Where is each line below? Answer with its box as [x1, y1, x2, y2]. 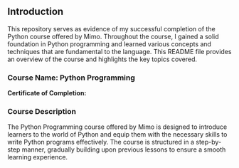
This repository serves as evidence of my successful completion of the [7, 24, 216, 33]
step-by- [195, 138, 222, 147]
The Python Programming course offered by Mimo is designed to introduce [7, 122, 228, 131]
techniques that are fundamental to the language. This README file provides [7, 47, 232, 56]
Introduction [7, 6, 64, 18]
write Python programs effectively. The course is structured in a [7, 138, 194, 147]
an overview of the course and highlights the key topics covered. [7, 55, 198, 63]
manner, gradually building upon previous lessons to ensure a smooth [21, 145, 226, 154]
